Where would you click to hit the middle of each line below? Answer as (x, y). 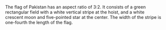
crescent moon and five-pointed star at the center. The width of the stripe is (83, 17)
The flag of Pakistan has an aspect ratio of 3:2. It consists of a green (76, 7)
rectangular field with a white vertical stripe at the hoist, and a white (75, 12)
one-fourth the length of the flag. (39, 22)
